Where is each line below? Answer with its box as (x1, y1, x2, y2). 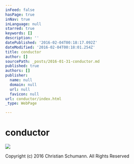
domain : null (10, 82, 37, 87)
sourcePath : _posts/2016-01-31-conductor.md (5, 59, 100, 64)
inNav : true (5, 17, 30, 22)
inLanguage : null (5, 21, 42, 27)
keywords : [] (5, 31, 33, 36)
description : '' (5, 36, 39, 41)
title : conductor (5, 49, 42, 54)
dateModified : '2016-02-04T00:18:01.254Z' (5, 45, 95, 50)
